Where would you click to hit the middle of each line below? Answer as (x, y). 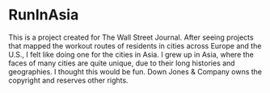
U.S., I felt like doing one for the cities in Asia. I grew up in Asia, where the (131, 54)
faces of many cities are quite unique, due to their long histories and (122, 63)
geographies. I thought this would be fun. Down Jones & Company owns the (135, 71)
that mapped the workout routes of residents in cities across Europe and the (135, 45)
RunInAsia (44, 15)
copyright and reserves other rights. (68, 80)
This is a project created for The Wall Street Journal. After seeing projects (131, 37)
